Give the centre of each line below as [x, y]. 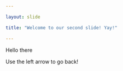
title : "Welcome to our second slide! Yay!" [61, 27]
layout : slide [23, 17]
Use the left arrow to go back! [42, 61]
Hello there [19, 50]
